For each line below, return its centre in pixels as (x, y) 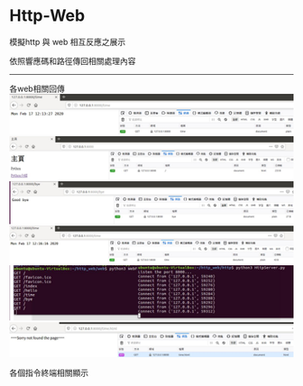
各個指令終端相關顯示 (49, 372)
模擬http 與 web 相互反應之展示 (68, 41)
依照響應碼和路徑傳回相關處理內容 (73, 60)
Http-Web (47, 16)
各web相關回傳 (37, 88)
